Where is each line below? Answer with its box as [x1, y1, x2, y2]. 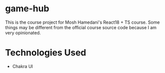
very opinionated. [5, 30, 41, 36]
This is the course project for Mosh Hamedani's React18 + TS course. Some [5, 19, 160, 25]
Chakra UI [12, 63, 33, 69]
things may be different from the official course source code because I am [5, 24, 157, 30]
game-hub [5, 3, 50, 14]
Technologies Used [5, 47, 87, 58]
